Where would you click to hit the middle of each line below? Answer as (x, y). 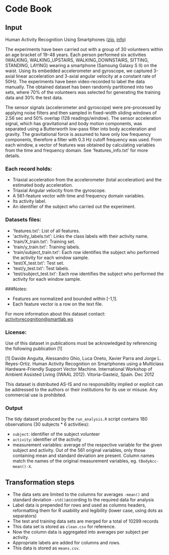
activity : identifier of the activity (47, 439)
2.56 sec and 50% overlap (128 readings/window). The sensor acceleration (83, 118)
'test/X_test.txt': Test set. (38, 263)
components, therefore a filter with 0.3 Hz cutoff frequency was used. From (83, 140)
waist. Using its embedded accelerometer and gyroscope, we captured (79, 71)
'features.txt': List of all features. (46, 231)
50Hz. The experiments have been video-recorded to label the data (75, 82)
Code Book (28, 9)
